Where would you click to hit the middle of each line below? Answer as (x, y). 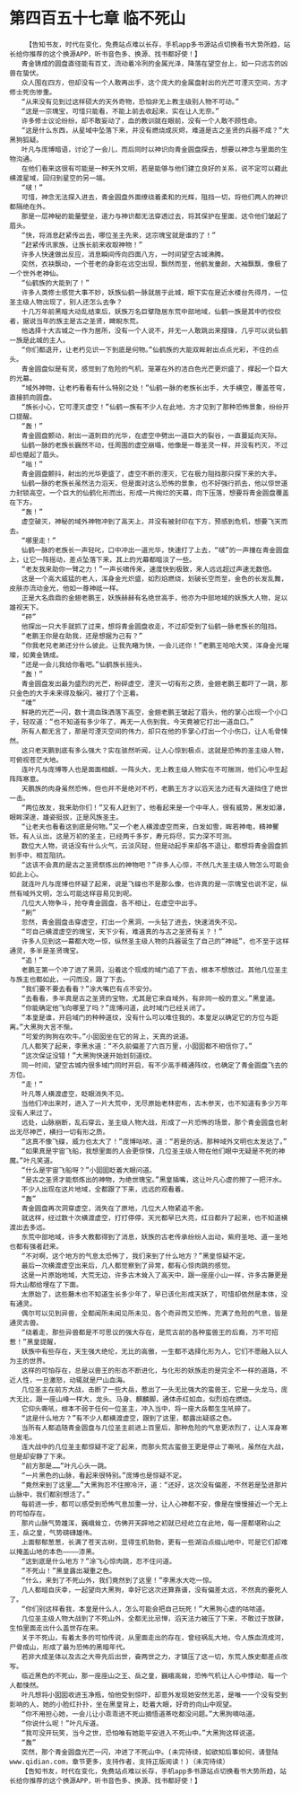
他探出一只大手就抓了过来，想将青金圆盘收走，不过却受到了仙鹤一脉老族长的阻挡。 (151, 626)
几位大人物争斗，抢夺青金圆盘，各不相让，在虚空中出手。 (111, 903)
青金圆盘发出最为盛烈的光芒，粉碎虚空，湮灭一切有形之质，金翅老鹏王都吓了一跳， (151, 683)
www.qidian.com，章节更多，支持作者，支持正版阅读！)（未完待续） (120, 1762)
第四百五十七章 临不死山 (98, 18)
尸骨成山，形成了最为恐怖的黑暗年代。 (69, 1647)
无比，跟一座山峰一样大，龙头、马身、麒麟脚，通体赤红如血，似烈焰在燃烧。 (136, 1399)
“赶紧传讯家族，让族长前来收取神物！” (82, 245)
